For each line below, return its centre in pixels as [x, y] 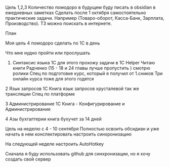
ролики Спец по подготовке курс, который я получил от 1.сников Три [88, 73]
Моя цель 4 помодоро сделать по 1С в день [53, 43]
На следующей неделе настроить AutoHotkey [55, 144]
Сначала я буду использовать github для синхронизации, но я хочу [78, 154]
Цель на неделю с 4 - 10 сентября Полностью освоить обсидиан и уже [82, 129]
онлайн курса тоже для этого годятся [53, 79]
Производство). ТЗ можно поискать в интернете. [59, 23]
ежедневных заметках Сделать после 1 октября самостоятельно [76, 13]
